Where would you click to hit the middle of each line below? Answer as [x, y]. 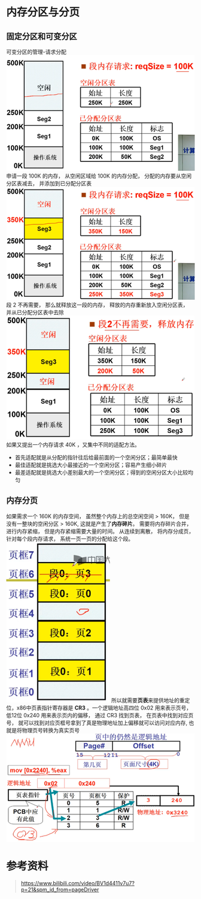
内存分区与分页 [43, 12]
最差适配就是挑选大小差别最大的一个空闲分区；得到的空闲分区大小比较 [101, 472]
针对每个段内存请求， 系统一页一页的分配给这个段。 [70, 539]
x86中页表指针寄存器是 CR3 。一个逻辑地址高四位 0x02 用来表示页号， [104, 708]
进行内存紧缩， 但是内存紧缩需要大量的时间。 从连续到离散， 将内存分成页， [100, 531]
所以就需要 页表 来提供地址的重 [148, 700]
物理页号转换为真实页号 [51, 730]
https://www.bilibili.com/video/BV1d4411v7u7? [77, 883]
